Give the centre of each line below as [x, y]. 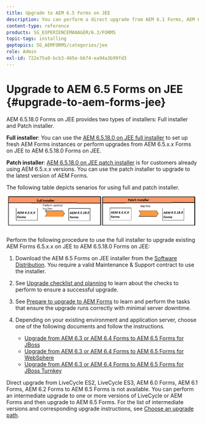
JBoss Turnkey [43, 370]
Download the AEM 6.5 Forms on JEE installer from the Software [96, 258]
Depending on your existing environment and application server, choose [106, 320]
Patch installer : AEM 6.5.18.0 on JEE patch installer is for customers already [102, 162]
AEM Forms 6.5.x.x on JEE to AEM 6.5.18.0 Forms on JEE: [78, 246]
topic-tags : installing [37, 39]
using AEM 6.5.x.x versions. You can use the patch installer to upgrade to [98, 169]
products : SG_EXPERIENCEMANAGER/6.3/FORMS [61, 32]
